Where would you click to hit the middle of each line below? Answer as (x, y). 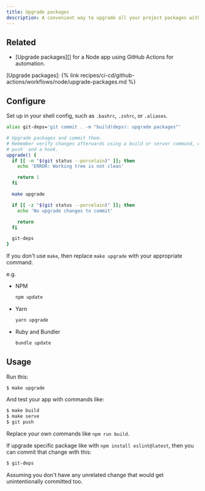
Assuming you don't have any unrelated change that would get (85, 475)
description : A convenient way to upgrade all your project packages (97, 18)
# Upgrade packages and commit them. (54, 138)
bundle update (33, 343)
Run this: (17, 377)
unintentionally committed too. (45, 481)
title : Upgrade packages (38, 12)
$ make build (23, 411)
